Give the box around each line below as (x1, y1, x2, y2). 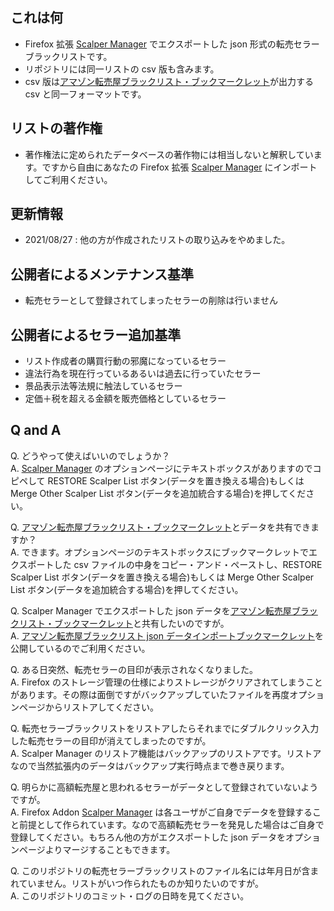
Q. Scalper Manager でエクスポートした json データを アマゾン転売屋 (10, 604, 292, 617)
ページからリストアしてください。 (18, 701, 159, 713)
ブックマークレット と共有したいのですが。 (53, 617, 230, 629)
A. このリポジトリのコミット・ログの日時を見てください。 (10, 889, 250, 902)
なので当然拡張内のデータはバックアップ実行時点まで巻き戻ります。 (10, 759, 290, 772)
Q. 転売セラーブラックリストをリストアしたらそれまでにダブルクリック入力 (10, 722, 320, 734)
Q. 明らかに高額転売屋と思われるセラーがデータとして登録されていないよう (10, 781, 319, 793)
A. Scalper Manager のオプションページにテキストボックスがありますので (10, 462, 313, 474)
